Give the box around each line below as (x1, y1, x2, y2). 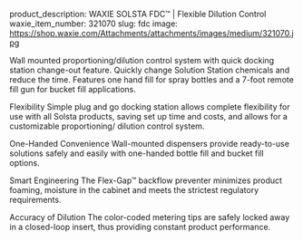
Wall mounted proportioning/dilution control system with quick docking (9, 55, 275, 65)
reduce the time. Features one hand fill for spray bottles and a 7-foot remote (9, 74, 295, 85)
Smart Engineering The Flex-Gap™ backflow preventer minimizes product (9, 175, 283, 186)
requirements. (9, 195, 62, 205)
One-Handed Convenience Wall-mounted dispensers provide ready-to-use (9, 139, 290, 149)
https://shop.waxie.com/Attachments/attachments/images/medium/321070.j (9, 28, 294, 38)
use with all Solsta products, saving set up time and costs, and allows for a (9, 111, 288, 121)
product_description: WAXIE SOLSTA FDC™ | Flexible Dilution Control (9, 9, 267, 19)
